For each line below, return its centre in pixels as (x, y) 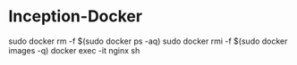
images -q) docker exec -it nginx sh (74, 50)
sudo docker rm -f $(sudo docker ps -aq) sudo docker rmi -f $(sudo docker (148, 41)
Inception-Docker (76, 16)
